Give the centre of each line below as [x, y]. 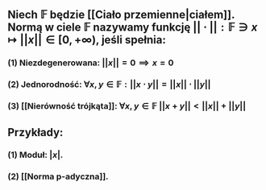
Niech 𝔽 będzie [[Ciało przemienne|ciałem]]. [121, 15]
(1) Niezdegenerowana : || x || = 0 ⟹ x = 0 [91, 63]
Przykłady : [35, 132]
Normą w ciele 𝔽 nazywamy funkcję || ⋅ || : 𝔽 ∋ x [133, 28]
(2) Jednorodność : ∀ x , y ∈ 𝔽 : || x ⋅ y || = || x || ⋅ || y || [109, 85]
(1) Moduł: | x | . [35, 155]
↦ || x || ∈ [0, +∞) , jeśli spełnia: [87, 40]
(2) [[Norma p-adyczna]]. [58, 176]
